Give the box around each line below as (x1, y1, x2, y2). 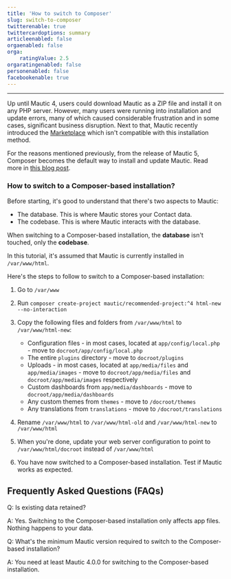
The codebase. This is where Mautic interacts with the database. (16, 218, 201, 226)
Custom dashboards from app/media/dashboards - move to (27, 383, 192, 391)
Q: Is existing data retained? (7, 503, 86, 512)
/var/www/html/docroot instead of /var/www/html (16, 445, 154, 453)
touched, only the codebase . (7, 238, 89, 246)
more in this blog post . (7, 164, 71, 172)
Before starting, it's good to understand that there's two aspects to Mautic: (7, 197, 219, 205)
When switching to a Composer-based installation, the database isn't (7, 231, 204, 239)
